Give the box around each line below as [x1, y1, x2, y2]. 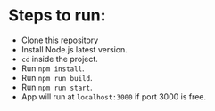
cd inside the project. [21, 53, 99, 64]
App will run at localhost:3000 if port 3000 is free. [21, 91, 207, 102]
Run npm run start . [21, 82, 93, 92]
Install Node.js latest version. [21, 44, 128, 54]
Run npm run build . [21, 72, 93, 83]
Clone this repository [21, 35, 99, 45]
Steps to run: [8, 5, 106, 26]
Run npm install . [21, 63, 86, 74]
